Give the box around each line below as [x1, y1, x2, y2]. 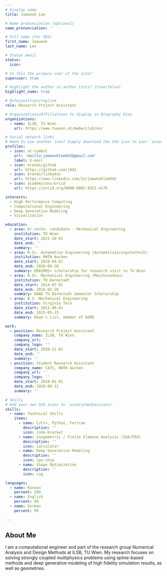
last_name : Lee [5, 44, 37, 49]
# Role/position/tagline [5, 98, 57, 104]
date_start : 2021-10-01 [14, 236, 64, 241]
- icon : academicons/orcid [9, 181, 66, 186]
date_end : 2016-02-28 [14, 287, 59, 292]
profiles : [5, 144, 26, 149]
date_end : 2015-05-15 [14, 310, 59, 315]
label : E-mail [14, 158, 43, 163]
